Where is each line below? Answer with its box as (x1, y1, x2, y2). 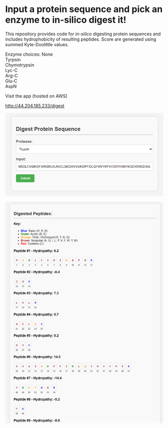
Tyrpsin (5, 56, 21, 62)
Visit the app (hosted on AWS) (5, 93, 68, 99)
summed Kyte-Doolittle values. (5, 41, 69, 47)
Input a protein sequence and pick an (5, 4, 163, 15)
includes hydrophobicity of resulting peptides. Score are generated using (5, 36, 156, 42)
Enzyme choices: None (5, 51, 53, 57)
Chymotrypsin (5, 62, 35, 68)
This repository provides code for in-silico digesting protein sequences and (5, 31, 161, 37)
